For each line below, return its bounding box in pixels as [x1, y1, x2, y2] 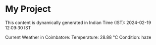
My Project [5, 3, 51, 15]
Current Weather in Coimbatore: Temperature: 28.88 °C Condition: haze [5, 34, 152, 40]
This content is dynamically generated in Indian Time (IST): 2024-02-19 [5, 20, 151, 25]
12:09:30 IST [5, 24, 31, 30]
